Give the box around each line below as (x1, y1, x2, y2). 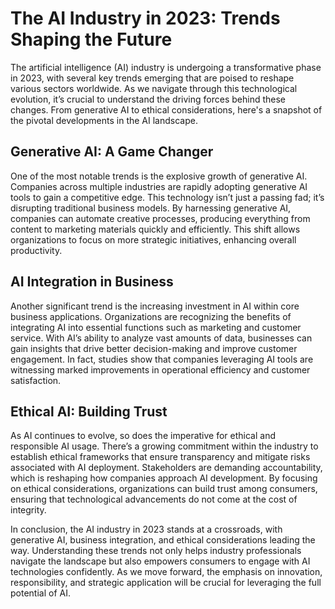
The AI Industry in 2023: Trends (10, 7, 281, 30)
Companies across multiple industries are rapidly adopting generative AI (10, 180, 308, 192)
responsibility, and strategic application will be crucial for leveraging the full (10, 577, 322, 589)
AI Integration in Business (10, 273, 174, 291)
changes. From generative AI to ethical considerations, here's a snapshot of (10, 103, 323, 116)
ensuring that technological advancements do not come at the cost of (10, 493, 298, 506)
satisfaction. (10, 374, 62, 386)
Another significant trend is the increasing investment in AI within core (10, 300, 300, 312)
